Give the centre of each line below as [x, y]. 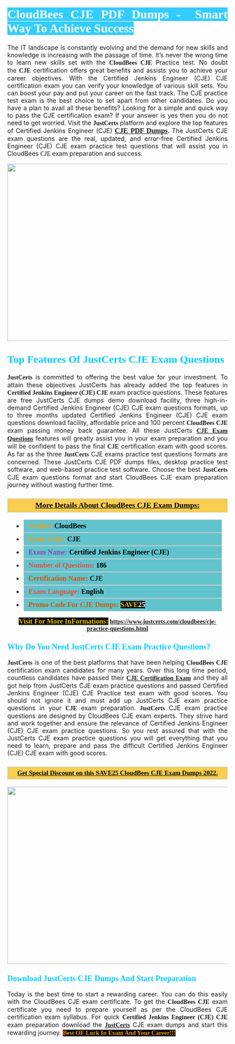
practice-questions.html [117, 629]
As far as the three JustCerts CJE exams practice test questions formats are [117, 454]
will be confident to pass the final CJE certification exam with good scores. [118, 446]
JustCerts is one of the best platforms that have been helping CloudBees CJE [118, 662]
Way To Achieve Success [71, 28]
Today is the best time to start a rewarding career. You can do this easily [117, 994]
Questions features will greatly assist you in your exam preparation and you [117, 438]
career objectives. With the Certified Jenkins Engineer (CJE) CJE [117, 78]
